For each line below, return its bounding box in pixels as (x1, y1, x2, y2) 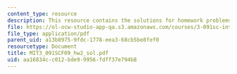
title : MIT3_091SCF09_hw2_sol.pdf (7, 50, 109, 57)
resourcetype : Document (7, 43, 78, 50)
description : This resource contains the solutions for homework (7, 17, 203, 24)
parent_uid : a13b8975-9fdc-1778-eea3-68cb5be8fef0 (7, 37, 159, 44)
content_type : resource (7, 10, 78, 18)
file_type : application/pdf (7, 30, 90, 37)
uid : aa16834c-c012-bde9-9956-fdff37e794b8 (7, 56, 138, 63)
